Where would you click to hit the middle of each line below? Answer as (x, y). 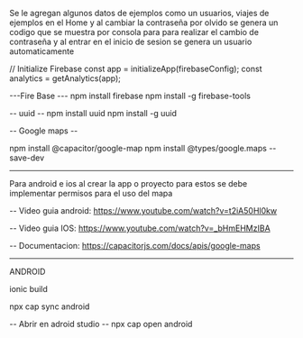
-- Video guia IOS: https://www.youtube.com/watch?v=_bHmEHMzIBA (140, 228)
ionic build (28, 289)
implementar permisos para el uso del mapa (91, 193)
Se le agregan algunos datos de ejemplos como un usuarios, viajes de (139, 13)
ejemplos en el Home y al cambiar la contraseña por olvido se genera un (144, 23)
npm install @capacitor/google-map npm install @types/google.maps (138, 148)
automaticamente (42, 51)
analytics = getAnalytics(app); (65, 78)
